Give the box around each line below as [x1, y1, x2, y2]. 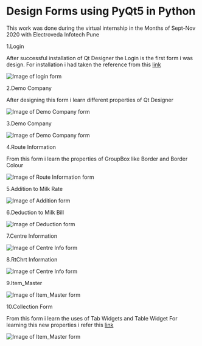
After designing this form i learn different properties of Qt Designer [6, 96, 174, 103]
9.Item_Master [6, 279, 43, 286]
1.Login [6, 43, 24, 50]
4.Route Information [6, 143, 57, 150]
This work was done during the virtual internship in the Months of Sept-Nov [6, 24, 196, 32]
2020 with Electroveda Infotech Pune [6, 30, 99, 38]
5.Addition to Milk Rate [6, 185, 63, 192]
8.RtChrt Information [6, 255, 58, 263]
